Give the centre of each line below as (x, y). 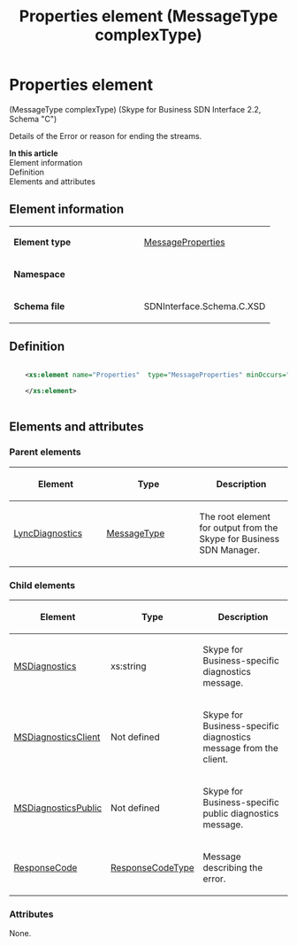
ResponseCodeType (152, 868)
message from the (240, 748)
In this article (34, 153)
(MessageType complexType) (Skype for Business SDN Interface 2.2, (135, 109)
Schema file (39, 306)
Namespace (40, 274)
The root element (235, 516)
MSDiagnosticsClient (57, 737)
